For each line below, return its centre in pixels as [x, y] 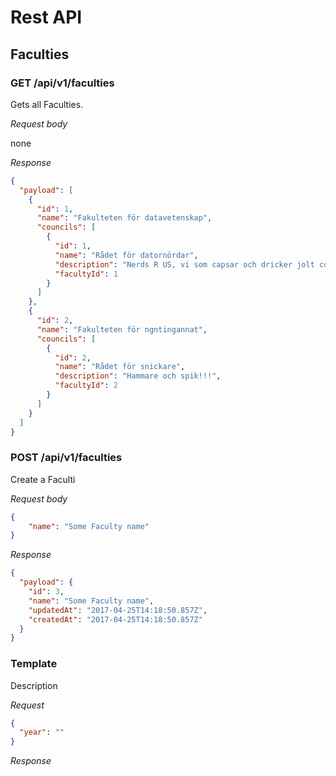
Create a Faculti [43, 479]
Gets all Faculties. [47, 104]
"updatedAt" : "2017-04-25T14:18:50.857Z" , [118, 610]
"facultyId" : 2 [86, 386]
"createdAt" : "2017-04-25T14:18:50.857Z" [115, 619]
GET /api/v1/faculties [62, 83]
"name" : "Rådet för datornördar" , [126, 255]
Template [34, 664]
